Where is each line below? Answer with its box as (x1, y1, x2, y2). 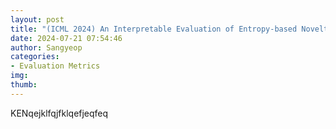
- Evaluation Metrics (10, 61, 101, 71)
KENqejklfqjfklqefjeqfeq (10, 107, 109, 119)
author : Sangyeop (10, 42, 83, 53)
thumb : (10, 80, 38, 90)
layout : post (10, 14, 65, 25)
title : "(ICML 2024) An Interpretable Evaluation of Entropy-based (10, 24, 298, 34)
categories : (10, 52, 60, 62)
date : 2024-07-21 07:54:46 (10, 33, 123, 43)
